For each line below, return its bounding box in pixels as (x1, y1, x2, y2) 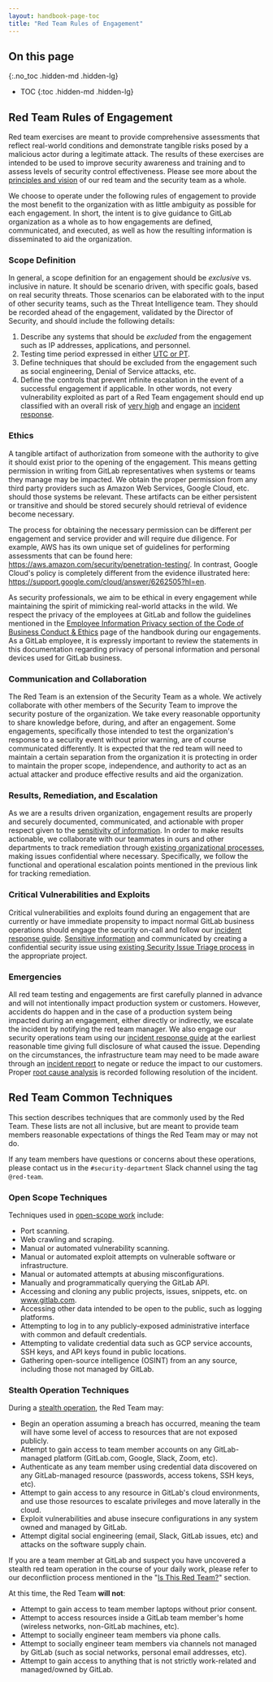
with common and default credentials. (19, 1330, 148, 1340)
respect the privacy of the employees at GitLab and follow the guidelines (8, 609, 252, 619)
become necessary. (8, 509, 75, 519)
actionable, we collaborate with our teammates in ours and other (8, 834, 225, 844)
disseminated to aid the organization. (8, 234, 132, 244)
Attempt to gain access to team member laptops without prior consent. (19, 1604, 258, 1614)
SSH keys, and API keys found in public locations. (19, 1347, 187, 1357)
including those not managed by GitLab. (19, 1364, 154, 1375)
